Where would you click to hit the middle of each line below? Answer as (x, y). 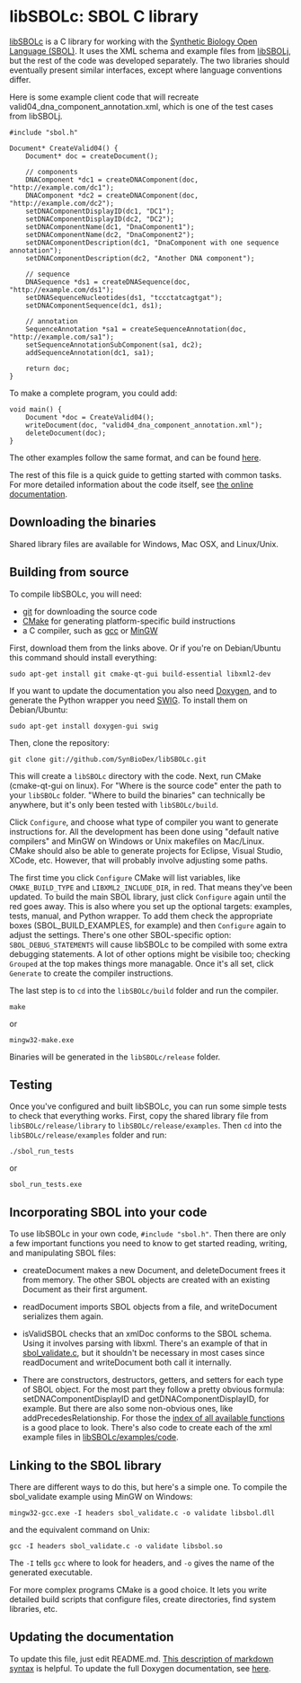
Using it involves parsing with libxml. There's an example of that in (145, 1343)
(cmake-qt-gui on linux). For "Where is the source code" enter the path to (146, 785)
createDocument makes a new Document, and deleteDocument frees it (154, 1271)
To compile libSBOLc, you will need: (75, 594)
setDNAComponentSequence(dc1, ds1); (94, 306)
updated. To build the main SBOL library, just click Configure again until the (148, 897)
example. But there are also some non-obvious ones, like (128, 1409)
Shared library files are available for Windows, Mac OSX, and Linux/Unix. (144, 544)
